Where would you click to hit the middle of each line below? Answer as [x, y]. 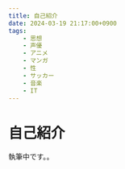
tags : [17, 31]
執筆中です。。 [31, 157]
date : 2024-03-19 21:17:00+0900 [62, 23]
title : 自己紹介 [33, 16]
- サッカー [39, 76]
